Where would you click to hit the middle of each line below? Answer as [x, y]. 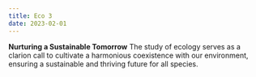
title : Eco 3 [30, 16]
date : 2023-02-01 [38, 24]
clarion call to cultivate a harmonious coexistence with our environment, [128, 55]
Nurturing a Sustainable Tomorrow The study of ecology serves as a [125, 46]
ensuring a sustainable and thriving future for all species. [103, 64]
